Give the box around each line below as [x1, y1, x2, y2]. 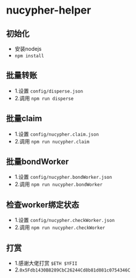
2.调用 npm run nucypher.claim [14, 138, 89, 145]
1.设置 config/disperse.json [14, 87, 84, 94]
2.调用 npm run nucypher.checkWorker [14, 224, 105, 231]
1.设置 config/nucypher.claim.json [14, 130, 99, 138]
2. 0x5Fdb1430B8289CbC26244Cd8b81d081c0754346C [14, 266, 131, 273]
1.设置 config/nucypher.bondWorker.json [14, 174, 112, 181]
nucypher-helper [6, 4, 91, 17]
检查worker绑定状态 [6, 199, 79, 210]
